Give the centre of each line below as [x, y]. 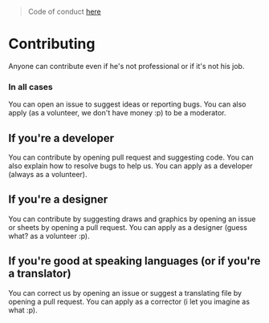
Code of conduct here [65, 12]
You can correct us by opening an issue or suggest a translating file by [125, 293]
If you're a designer [58, 200]
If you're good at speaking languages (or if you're [134, 261]
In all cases [31, 87]
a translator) [40, 274]
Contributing [52, 44]
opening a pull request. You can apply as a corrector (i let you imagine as [129, 301]
